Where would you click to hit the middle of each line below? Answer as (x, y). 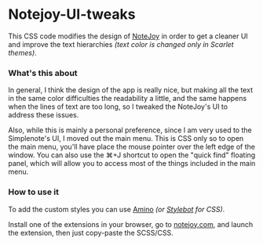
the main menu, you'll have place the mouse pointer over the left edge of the (131, 147)
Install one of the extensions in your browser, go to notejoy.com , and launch (131, 224)
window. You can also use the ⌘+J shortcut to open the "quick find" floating (132, 155)
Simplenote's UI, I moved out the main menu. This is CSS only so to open (126, 139)
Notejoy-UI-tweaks (72, 14)
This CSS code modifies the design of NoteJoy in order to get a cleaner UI (128, 36)
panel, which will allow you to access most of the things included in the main (132, 164)
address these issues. (44, 115)
